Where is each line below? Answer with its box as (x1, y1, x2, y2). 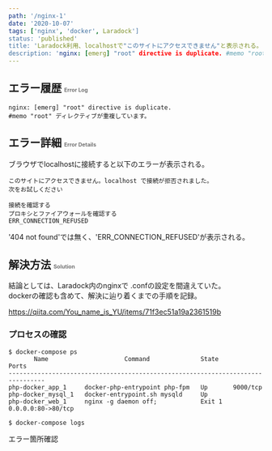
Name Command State (33, 355, 219, 363)
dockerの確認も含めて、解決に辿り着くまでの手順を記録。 (8, 291, 202, 300)
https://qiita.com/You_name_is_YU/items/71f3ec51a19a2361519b (8, 307, 222, 317)
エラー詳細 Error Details (8, 136, 97, 150)
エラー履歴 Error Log (8, 82, 88, 96)
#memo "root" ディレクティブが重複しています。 (8, 112, 151, 120)
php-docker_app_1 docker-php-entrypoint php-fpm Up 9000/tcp (8, 383, 263, 391)
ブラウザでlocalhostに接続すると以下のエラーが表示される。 (8, 159, 209, 168)
